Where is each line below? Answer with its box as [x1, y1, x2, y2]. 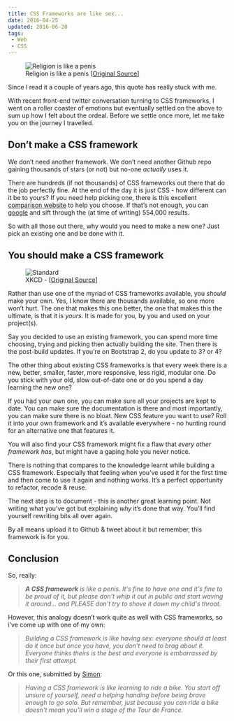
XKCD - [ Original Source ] [25, 276, 98, 284]
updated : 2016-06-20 [8, 23, 68, 30]
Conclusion [8, 553, 59, 565]
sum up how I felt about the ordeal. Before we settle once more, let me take [8, 111, 225, 120]
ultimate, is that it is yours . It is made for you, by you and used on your [8, 311, 210, 320]
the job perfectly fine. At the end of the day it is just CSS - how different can [8, 186, 226, 194]
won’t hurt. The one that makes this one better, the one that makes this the [8, 304, 223, 312]
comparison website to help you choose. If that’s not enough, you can [8, 201, 209, 209]
